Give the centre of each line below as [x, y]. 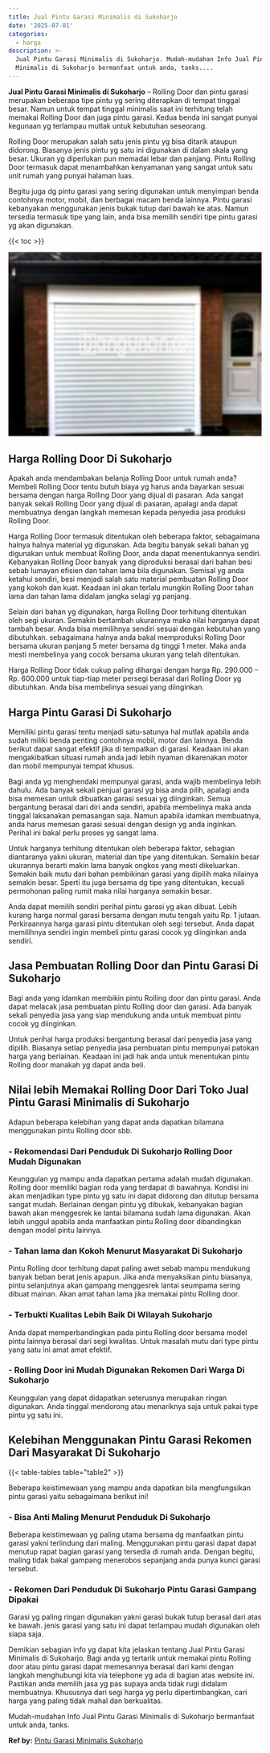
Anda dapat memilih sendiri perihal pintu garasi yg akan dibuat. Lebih [123, 907]
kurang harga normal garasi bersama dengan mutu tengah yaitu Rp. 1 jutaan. [135, 915]
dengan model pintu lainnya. [55, 1230]
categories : [28, 34]
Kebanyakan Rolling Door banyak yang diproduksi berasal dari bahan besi [130, 562]
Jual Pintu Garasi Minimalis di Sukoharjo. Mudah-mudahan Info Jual [133, 59]
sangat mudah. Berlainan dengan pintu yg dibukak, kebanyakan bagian [126, 1204]
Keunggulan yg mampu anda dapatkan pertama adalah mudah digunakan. [131, 1178]
